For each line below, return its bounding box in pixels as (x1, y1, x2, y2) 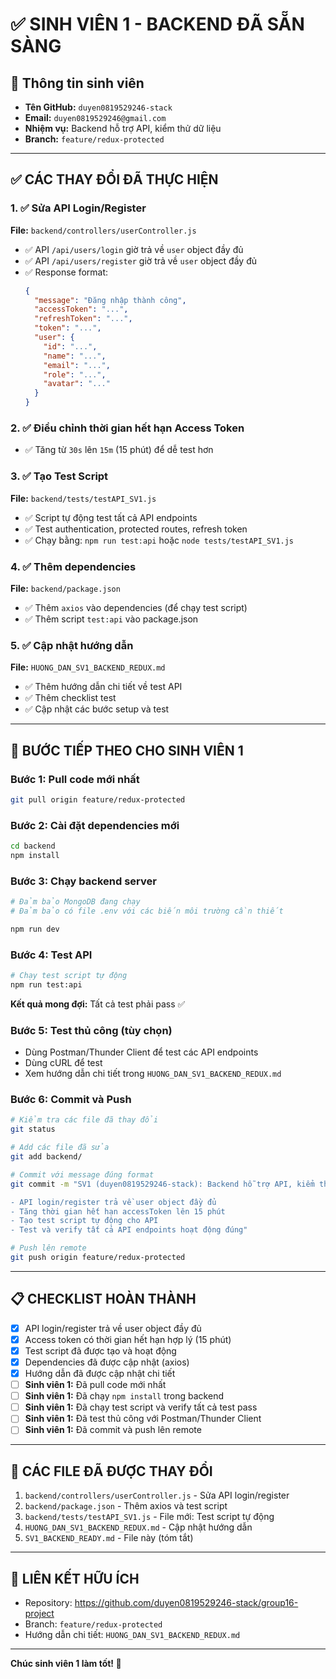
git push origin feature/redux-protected (10, 1253, 186, 1263)
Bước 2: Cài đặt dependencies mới (10, 818, 180, 832)
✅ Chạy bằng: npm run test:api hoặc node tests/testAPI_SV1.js (24, 534, 295, 546)
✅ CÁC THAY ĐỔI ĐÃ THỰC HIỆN (10, 171, 219, 188)
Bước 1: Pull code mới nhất (10, 772, 140, 786)
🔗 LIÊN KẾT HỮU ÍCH (10, 1570, 140, 1587)
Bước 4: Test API (10, 948, 93, 962)
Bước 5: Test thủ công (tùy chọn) (10, 1023, 173, 1037)
